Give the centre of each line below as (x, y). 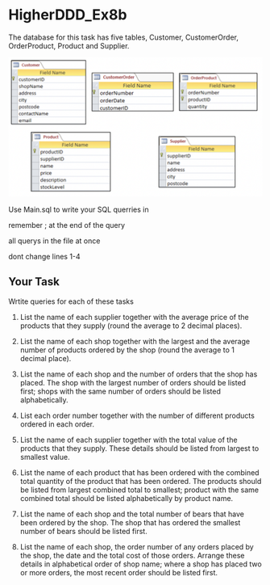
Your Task (34, 282)
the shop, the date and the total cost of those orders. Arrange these (132, 555)
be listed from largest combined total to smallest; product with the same (139, 490)
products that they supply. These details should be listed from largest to (139, 448)
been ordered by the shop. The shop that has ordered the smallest (130, 522)
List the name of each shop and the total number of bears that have (132, 514)
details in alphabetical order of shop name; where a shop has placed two (141, 564)
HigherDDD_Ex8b (68, 15)
